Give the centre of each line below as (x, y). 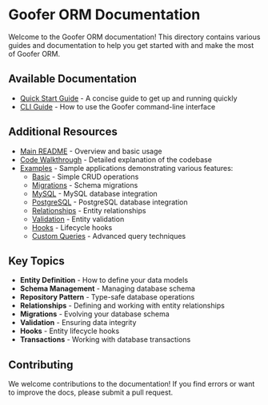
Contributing (41, 365)
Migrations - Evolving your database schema (94, 314)
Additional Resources (63, 132)
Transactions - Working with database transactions (105, 339)
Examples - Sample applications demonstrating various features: (126, 168)
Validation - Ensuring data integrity (78, 323)
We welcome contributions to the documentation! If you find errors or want (132, 384)
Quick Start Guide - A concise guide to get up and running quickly (128, 98)
